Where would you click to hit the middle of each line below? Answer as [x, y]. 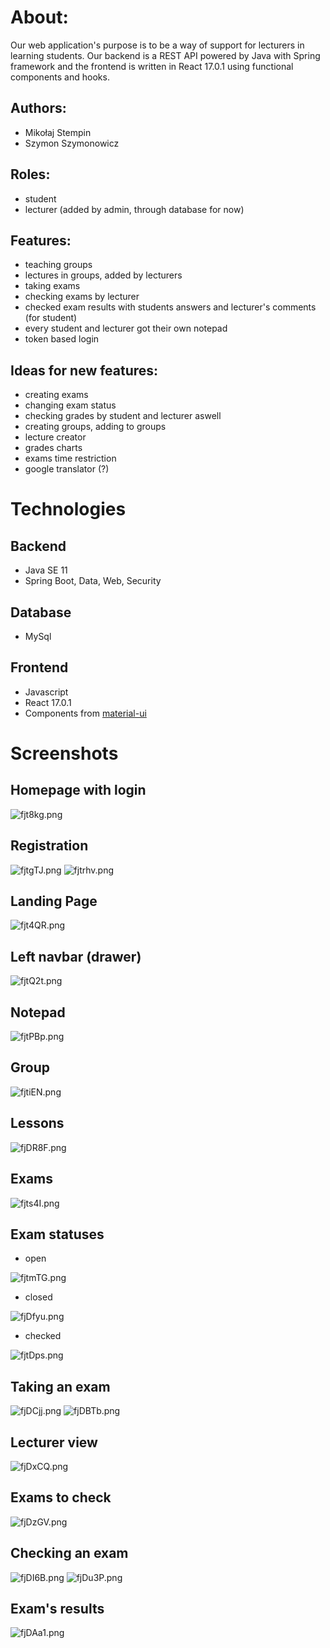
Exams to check [61, 1497]
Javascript [46, 692]
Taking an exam [60, 1386]
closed [38, 1297]
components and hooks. [60, 77]
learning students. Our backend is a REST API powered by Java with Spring [165, 55]
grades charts [53, 448]
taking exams [52, 286]
